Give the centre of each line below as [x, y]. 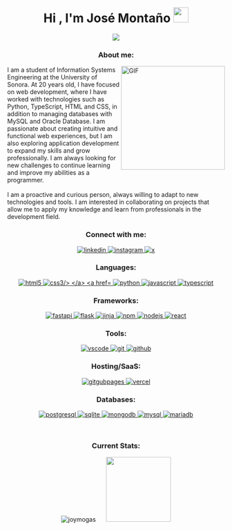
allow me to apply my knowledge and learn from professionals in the [104, 209]
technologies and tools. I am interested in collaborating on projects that [108, 202]
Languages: [116, 267]
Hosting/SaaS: [116, 366]
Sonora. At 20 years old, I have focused [63, 85]
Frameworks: [116, 301]
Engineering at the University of [52, 77]
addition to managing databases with [60, 114]
